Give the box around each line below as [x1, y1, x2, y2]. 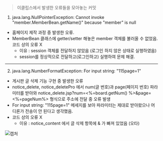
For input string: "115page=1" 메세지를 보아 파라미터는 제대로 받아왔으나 [12, 102, 150, 108]
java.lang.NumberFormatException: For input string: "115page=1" [12, 68, 142, 74]
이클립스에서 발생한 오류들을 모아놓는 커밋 [16, 5, 97, 10]
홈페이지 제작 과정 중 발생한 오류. [12, 30, 74, 35]
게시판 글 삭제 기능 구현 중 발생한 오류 [12, 78, 83, 84]
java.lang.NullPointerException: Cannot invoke [12, 15, 104, 20]
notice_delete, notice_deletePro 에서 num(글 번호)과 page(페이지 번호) [12, 84, 149, 90]
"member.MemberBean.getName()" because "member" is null [12, 19, 137, 25]
